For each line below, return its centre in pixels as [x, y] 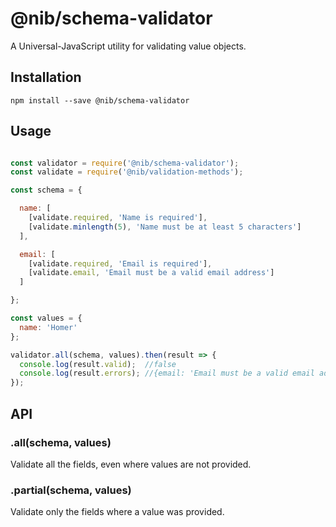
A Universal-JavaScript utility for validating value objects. [128, 46]
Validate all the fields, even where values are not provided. [131, 464]
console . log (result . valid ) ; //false [98, 364]
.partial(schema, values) [71, 490]
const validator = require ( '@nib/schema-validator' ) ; [125, 163]
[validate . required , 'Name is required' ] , [118, 218]
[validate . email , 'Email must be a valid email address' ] [151, 273]
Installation [46, 77]
